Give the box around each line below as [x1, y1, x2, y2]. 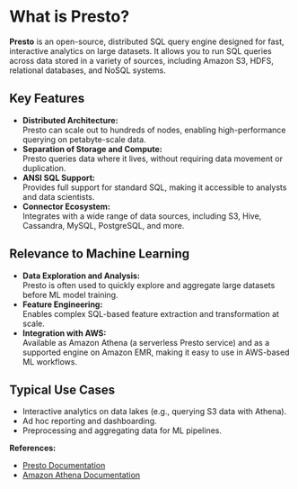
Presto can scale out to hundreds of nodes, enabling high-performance [22, 124, 286, 135]
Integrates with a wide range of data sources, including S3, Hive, [22, 210, 262, 222]
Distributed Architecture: [22, 114, 118, 125]
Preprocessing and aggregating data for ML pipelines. [22, 425, 223, 436]
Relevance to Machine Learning [9, 246, 190, 262]
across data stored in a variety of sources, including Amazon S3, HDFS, [9, 55, 274, 66]
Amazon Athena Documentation [22, 470, 141, 481]
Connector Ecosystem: [22, 201, 110, 212]
